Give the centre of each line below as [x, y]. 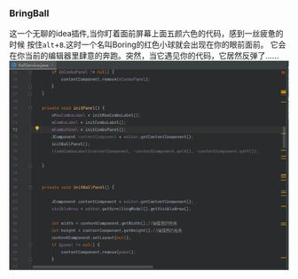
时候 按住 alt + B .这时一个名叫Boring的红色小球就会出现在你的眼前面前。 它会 [148, 45]
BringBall [29, 13]
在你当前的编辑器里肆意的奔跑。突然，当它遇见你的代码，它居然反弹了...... [144, 56]
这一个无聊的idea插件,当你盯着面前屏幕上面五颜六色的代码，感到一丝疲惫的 [146, 34]
